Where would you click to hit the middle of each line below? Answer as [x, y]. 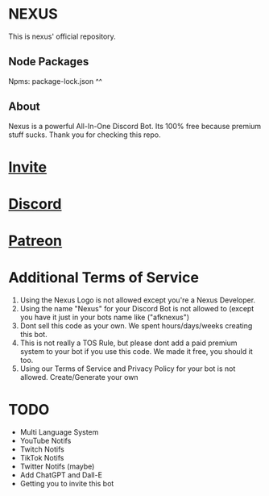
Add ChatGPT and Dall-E [61, 475]
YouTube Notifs [46, 441]
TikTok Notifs [42, 458]
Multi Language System [59, 432]
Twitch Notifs [42, 449]
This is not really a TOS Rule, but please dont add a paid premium [128, 343]
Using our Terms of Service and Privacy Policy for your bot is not [128, 369]
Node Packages [49, 62]
